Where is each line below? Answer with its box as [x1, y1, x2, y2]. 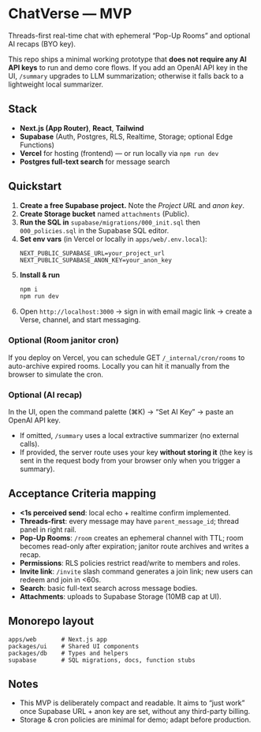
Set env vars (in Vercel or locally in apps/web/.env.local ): [19, 234, 207, 243]
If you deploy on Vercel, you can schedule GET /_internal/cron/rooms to [8, 352, 245, 362]
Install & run [19, 269, 61, 280]
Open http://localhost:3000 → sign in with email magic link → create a [19, 307, 252, 316]
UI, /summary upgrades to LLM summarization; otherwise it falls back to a [8, 71, 244, 80]
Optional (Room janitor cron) [8, 335, 120, 346]
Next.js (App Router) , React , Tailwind [19, 123, 144, 132]
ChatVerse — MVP [8, 5, 132, 23]
